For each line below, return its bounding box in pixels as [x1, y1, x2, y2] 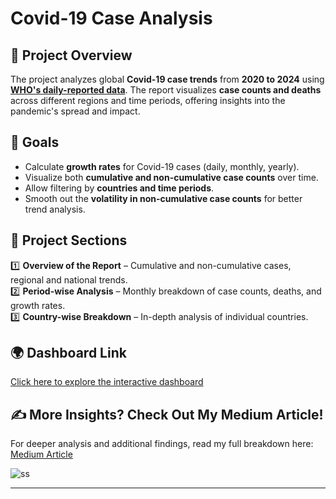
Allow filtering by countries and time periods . [24, 182, 215, 194]
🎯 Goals [10, 134, 60, 151]
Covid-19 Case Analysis [10, 7, 213, 30]
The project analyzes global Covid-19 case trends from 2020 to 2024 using [10, 73, 325, 85]
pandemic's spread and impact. [10, 105, 141, 117]
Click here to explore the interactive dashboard [10, 376, 204, 388]
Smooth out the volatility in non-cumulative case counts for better [24, 192, 303, 204]
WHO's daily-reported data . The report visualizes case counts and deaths [10, 84, 322, 96]
